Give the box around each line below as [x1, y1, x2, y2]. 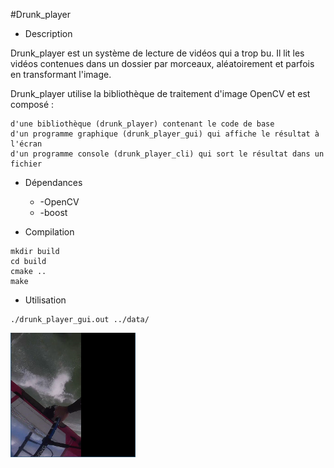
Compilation [24, 226, 75, 238]
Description [24, 28, 73, 39]
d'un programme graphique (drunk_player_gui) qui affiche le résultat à [10, 129, 320, 139]
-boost [39, 207, 68, 218]
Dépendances [24, 177, 83, 188]
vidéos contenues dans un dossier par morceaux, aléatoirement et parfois [10, 58, 315, 69]
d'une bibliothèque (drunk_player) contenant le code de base [10, 119, 275, 129]
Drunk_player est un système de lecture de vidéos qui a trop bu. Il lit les [10, 47, 305, 59]
